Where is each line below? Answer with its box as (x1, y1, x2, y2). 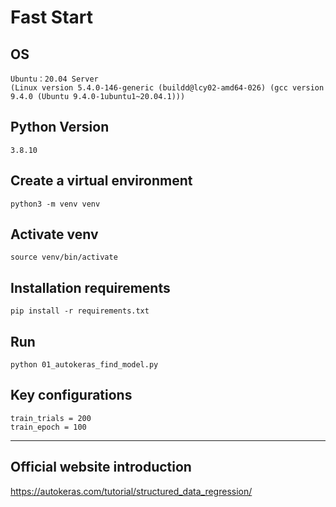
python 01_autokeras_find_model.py (10, 360, 159, 370)
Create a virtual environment (10, 172, 193, 190)
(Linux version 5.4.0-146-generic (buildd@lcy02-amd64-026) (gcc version (10, 83, 325, 93)
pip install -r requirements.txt (10, 306, 150, 316)
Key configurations (10, 387, 133, 404)
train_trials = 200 (10, 413, 92, 423)
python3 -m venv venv (10, 199, 101, 209)
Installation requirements (10, 279, 171, 296)
